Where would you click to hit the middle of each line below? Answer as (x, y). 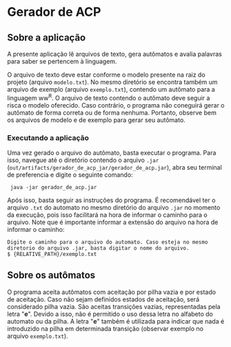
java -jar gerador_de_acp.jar (53, 187)
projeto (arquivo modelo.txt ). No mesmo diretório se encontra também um (113, 82)
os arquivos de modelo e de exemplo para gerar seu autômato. (97, 120)
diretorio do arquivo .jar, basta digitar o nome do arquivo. (98, 248)
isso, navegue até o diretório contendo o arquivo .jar (83, 160)
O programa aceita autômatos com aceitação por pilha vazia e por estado (111, 292)
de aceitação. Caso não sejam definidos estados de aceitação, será (103, 299)
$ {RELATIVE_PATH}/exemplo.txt (52, 254)
